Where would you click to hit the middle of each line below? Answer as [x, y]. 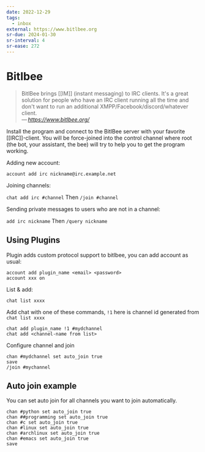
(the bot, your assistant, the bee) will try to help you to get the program [96, 144]
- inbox [22, 23]
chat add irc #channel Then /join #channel [62, 197]
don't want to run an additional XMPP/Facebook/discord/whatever [105, 106]
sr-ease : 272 [23, 47]
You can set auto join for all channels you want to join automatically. [92, 401]
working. [17, 151]
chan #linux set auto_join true [47, 428]
